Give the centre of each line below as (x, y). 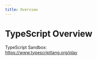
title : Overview (21, 10)
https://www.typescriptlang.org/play (41, 52)
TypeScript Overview (49, 33)
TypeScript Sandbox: (26, 47)
